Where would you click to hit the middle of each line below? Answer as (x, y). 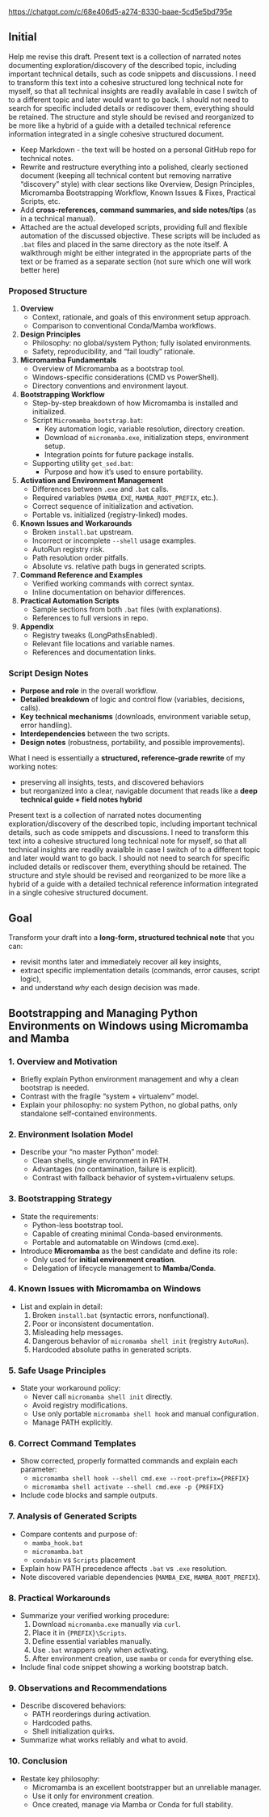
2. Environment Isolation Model (71, 1134)
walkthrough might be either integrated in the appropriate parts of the (136, 252)
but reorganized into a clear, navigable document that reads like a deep (139, 791)
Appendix (37, 627)
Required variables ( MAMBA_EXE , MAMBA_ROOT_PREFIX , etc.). (125, 498)
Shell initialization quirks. (74, 1731)
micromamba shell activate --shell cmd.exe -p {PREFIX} (128, 1488)
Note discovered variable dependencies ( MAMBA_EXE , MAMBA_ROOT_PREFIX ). (140, 1577)
